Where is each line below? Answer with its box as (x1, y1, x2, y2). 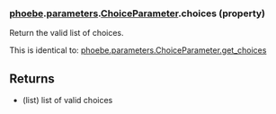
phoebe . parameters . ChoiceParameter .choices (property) (9, 7, 266, 20)
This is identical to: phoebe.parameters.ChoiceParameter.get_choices (9, 45, 267, 56)
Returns (9, 71, 56, 86)
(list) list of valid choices (22, 95, 113, 106)
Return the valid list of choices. (9, 28, 124, 39)
